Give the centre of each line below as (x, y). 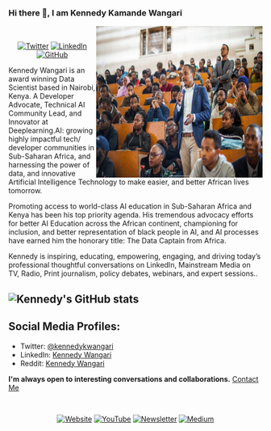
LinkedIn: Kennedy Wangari (66, 354)
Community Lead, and (45, 113)
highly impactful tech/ (44, 139)
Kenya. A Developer (41, 96)
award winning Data (42, 79)
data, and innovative (42, 174)
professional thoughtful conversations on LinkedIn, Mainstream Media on (130, 265)
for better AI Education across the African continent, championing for (123, 224)
